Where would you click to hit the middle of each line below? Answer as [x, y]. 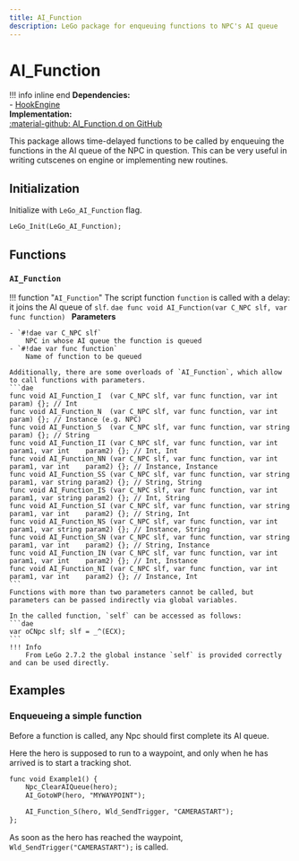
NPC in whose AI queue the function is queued [114, 341]
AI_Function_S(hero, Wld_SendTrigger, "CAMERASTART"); [130, 812]
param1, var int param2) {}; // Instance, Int [104, 576]
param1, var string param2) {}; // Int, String [100, 498]
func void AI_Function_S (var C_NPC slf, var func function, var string [150, 427]
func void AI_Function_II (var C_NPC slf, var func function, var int [144, 443]
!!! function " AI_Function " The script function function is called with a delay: [150, 297]
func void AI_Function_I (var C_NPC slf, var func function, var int [144, 396]
